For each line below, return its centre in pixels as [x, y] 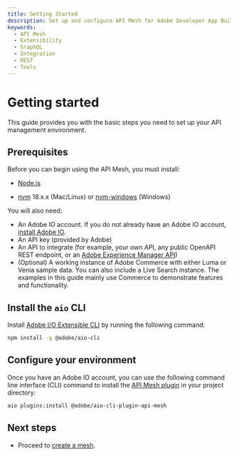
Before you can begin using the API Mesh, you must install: [94, 169]
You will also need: [35, 211]
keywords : [22, 27]
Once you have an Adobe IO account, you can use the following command [116, 377]
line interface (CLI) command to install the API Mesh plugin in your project [116, 385]
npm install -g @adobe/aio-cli [54, 338]
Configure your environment [72, 360]
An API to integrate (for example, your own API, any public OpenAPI [117, 248]
